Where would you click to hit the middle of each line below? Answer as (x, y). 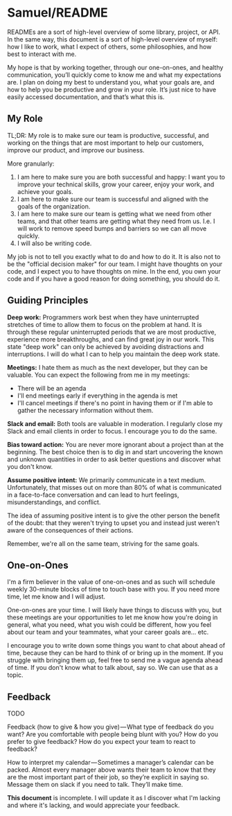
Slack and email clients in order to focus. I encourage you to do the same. (112, 431)
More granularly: (31, 163)
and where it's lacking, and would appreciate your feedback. (93, 806)
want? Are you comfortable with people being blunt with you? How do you (113, 734)
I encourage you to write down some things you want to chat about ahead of (116, 646)
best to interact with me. (42, 54)
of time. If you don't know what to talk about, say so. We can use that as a (113, 668)
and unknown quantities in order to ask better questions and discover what (114, 459)
